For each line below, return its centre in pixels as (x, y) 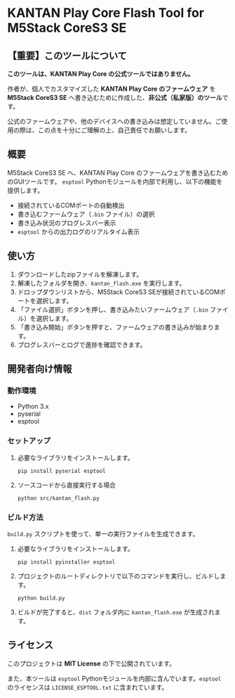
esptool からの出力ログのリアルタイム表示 (79, 231)
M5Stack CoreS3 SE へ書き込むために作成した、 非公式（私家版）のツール (115, 97)
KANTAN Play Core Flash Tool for (106, 13)
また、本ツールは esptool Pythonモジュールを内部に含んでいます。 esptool (114, 678)
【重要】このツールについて (67, 55)
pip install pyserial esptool (62, 471)
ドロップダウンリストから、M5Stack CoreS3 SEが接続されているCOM (118, 292)
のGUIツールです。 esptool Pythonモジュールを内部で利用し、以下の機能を (115, 182)
